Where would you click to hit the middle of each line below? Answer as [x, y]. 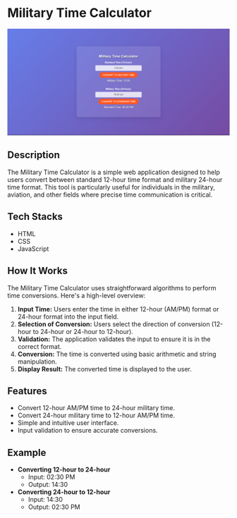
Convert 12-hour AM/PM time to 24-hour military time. [96, 408]
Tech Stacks [35, 217]
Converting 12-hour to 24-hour [64, 469]
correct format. [39, 346]
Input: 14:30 [45, 500]
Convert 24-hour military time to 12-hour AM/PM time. [96, 415]
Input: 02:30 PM [51, 477]
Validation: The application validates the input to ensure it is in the [114, 339]
